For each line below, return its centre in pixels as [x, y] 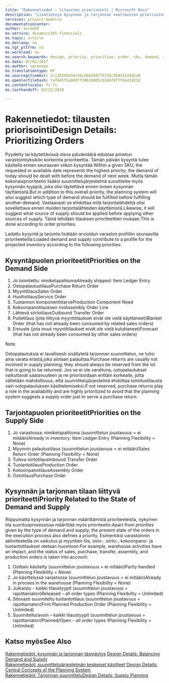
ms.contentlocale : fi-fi [31, 85]
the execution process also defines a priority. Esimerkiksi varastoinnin [77, 535]
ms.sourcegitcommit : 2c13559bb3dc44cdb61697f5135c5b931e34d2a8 [73, 76]
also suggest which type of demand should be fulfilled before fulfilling [78, 197]
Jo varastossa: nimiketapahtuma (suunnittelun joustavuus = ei [77, 433]
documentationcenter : [28, 24]
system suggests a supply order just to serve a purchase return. [72, 397]
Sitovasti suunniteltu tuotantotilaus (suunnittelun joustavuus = [76, 599]
